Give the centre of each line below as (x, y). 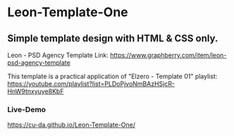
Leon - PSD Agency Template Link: (58, 55)
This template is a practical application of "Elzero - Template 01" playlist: (112, 76)
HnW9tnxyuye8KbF (36, 91)
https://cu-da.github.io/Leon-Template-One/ (72, 125)
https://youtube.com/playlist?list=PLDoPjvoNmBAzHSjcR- (91, 84)
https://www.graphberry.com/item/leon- (168, 55)
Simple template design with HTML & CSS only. (113, 38)
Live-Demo (27, 109)
